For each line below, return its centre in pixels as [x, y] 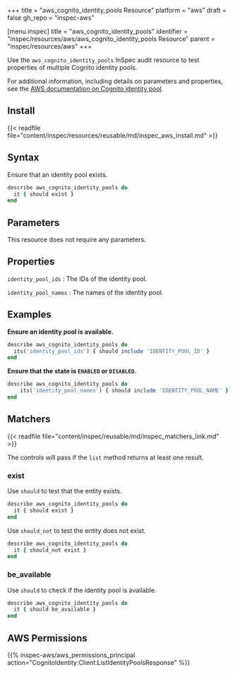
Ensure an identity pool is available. [61, 332]
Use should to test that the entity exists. [65, 491]
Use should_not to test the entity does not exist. [77, 530]
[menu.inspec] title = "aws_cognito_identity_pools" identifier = [98, 31]
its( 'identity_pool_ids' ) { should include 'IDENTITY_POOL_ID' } [112, 351]
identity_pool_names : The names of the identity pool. [85, 292]
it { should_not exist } [50, 550]
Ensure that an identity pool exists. [58, 174]
